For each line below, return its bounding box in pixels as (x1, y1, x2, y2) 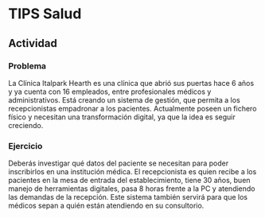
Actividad (8, 37, 57, 50)
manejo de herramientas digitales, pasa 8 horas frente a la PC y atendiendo (8, 184, 255, 193)
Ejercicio (8, 140, 43, 151)
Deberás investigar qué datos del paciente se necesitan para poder (8, 158, 229, 168)
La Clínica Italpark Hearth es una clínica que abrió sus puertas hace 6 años (8, 78, 255, 88)
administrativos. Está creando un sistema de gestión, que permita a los (8, 95, 240, 104)
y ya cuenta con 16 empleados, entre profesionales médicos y (8, 87, 212, 96)
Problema (8, 60, 46, 72)
